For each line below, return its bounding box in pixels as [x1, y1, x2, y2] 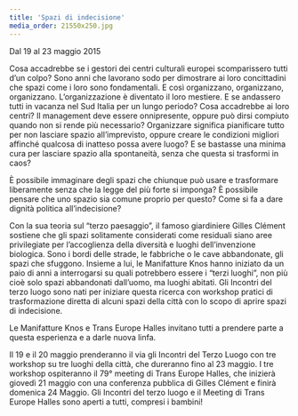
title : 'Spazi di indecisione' [9, 12, 125, 22]
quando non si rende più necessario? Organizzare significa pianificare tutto [9, 119, 285, 130]
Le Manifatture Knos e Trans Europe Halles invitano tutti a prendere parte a [9, 322, 284, 333]
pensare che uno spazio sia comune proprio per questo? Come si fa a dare [9, 193, 283, 204]
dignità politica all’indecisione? [9, 203, 122, 213]
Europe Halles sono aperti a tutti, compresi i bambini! [9, 396, 203, 407]
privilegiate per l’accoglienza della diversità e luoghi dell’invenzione [9, 239, 256, 250]
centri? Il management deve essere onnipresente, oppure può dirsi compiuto [9, 110, 289, 121]
